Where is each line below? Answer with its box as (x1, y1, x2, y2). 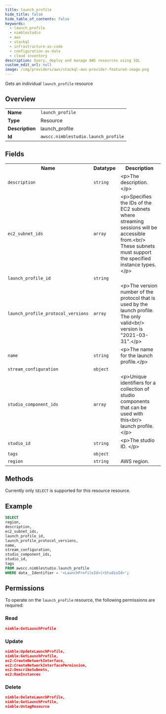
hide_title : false (5, 12, 43, 17)
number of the (120, 288, 154, 295)
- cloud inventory (9, 53, 48, 58)
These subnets (120, 242, 155, 249)
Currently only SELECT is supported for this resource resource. (5, 488, 131, 494)
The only (120, 313, 141, 320)
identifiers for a (120, 379, 156, 386)
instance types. (120, 261, 157, 268)
